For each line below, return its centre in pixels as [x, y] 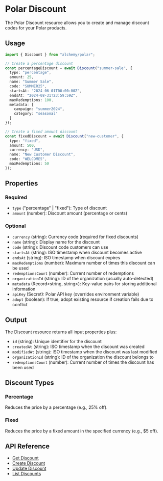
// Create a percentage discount [39, 63]
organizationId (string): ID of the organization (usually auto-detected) [83, 278]
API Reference [27, 446]
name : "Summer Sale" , [32, 82]
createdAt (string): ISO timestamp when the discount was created [78, 347]
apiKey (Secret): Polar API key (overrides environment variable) [76, 294]
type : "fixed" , [25, 141]
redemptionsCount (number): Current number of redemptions [73, 273]
